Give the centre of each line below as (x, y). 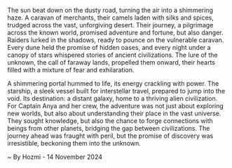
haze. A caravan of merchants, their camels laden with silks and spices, (110, 18)
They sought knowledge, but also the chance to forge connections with (110, 121)
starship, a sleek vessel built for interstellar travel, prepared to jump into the (116, 91)
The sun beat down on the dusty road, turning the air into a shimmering (110, 10)
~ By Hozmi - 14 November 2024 (55, 157)
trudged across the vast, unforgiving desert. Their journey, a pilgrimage (110, 25)
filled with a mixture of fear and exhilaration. (71, 70)
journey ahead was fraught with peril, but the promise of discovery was (110, 136)
